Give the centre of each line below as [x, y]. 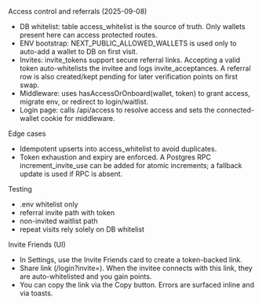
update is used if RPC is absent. [71, 174]
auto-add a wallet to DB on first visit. [78, 51]
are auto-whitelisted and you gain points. [86, 277]
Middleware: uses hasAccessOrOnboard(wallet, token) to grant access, [135, 93]
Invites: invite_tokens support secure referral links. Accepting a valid [130, 60]
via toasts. [36, 293]
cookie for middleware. [78, 118]
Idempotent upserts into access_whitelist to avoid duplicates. [118, 149]
